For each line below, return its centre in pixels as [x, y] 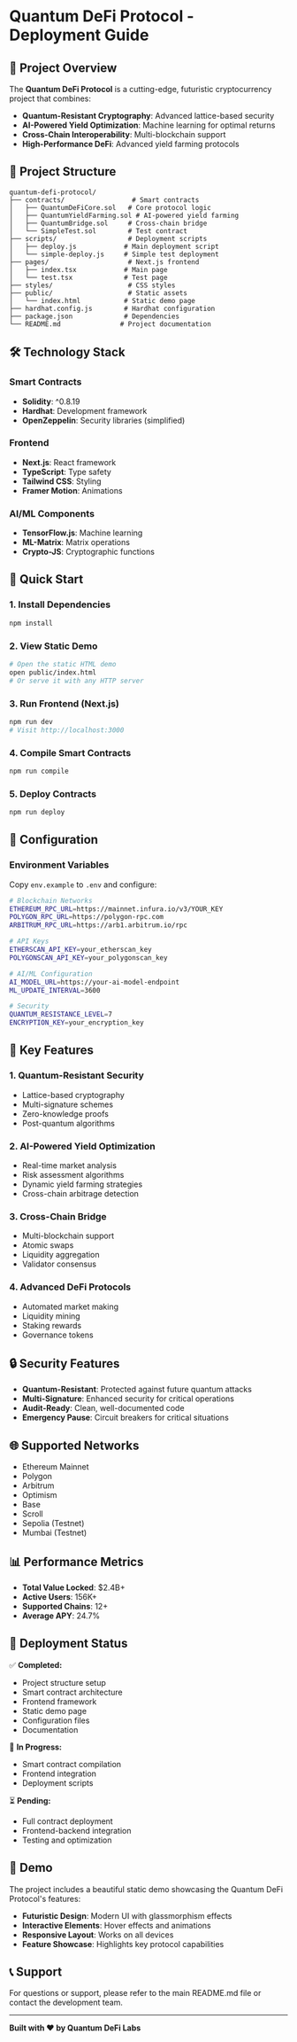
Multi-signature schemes [67, 1104]
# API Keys [29, 941]
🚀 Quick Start [46, 579]
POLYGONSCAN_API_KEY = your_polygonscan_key [88, 958]
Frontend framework [59, 1701]
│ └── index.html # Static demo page [103, 300]
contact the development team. [66, 2003]
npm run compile [39, 771]
